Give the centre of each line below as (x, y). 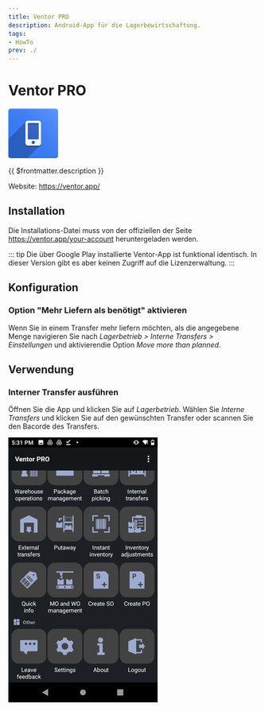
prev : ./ (23, 51)
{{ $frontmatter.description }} (57, 171)
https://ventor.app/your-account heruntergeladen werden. (103, 239)
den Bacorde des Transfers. (54, 426)
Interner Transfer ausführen (64, 392)
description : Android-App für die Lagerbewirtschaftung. (105, 25)
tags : (17, 33)
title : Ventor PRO (39, 17)
